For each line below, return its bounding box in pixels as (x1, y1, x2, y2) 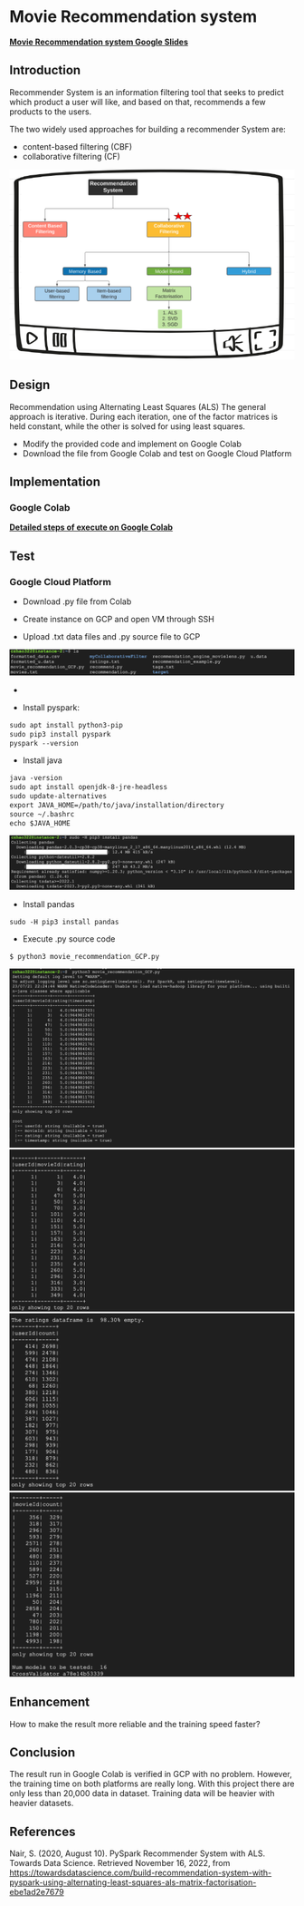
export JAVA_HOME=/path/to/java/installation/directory (9, 801, 224, 810)
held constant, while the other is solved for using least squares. (9, 420, 246, 432)
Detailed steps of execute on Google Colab (9, 522, 174, 533)
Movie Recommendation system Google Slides (9, 36, 188, 47)
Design (9, 377, 51, 393)
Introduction (9, 63, 81, 78)
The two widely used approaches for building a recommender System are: (9, 123, 287, 134)
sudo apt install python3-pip (9, 721, 124, 730)
